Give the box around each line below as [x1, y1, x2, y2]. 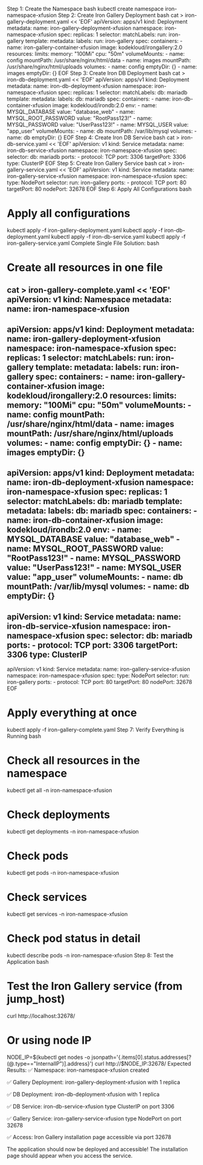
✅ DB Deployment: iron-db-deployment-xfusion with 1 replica [7, 1090, 159, 1098]
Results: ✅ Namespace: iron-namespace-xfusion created [7, 1066, 150, 1074]
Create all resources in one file [7, 261, 163, 274]
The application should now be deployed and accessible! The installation [7, 1145, 188, 1153]
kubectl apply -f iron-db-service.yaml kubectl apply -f [51, 233, 186, 240]
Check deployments [7, 808, 111, 821]
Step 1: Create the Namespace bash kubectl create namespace [7, 5, 164, 12]
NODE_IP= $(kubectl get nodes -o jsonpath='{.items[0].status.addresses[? [7, 1054, 192, 1061]
